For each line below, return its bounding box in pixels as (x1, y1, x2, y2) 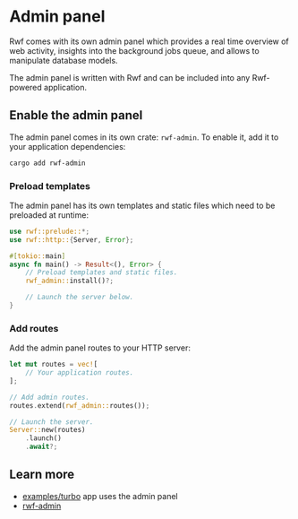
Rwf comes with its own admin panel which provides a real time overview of (9, 36, 289, 47)
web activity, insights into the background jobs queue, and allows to (9, 45, 260, 56)
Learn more (9, 467, 75, 482)
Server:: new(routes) (9, 426, 87, 435)
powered (9, 82, 42, 92)
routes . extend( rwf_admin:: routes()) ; (9, 401, 150, 410)
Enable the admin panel (9, 108, 143, 123)
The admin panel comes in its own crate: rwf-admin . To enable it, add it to (9, 132, 279, 143)
